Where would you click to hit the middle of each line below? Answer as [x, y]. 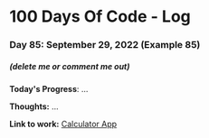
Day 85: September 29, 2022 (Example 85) [105, 45]
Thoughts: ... [34, 106]
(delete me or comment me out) [70, 66]
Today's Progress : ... [49, 89]
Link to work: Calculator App [63, 124]
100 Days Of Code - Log [100, 17]
